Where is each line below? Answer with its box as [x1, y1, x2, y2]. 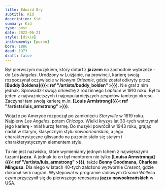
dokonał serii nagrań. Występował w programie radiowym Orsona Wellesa [5, 170, 156, 176]
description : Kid [5, 16, 41, 21]
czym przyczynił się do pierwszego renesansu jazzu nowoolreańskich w [5, 175, 154, 181]
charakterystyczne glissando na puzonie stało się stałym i [5, 134, 122, 140]
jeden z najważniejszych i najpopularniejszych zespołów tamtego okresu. [5, 93, 154, 99]
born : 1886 [5, 44, 28, 49]
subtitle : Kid [5, 12, 34, 17]
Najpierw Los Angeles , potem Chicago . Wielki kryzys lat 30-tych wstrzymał [5, 118, 159, 124]
